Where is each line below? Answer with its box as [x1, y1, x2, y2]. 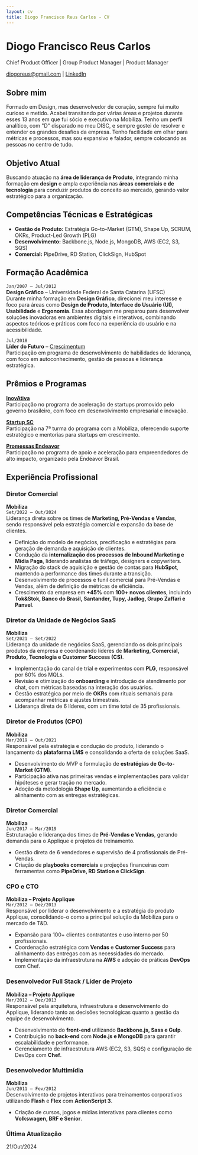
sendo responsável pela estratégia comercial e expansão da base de [6, 521, 173, 528]
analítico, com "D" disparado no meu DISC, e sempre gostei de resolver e [6, 122, 185, 129]
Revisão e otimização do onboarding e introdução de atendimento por [14, 678, 186, 685]
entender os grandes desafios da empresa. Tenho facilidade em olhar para [6, 128, 188, 136]
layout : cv [6, 8, 33, 15]
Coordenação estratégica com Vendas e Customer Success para [14, 943, 176, 951]
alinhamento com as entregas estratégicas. [14, 791, 120, 798]
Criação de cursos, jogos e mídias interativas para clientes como [14, 1108, 173, 1115]
